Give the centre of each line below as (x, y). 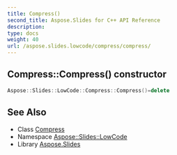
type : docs (23, 33)
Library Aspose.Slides (49, 144)
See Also (27, 112)
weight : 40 (23, 40)
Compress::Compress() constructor (87, 74)
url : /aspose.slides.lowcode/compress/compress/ (79, 46)
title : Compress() (34, 14)
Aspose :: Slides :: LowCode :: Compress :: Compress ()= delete (88, 90)
